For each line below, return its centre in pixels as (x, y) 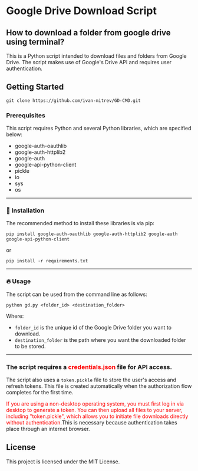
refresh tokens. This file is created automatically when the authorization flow (99, 386)
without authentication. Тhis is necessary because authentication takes (92, 422)
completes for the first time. (40, 392)
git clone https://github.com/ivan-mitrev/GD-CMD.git (74, 101)
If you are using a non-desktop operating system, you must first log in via (95, 404)
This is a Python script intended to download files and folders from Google (96, 56)
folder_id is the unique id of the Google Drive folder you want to (93, 327)
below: (14, 134)
